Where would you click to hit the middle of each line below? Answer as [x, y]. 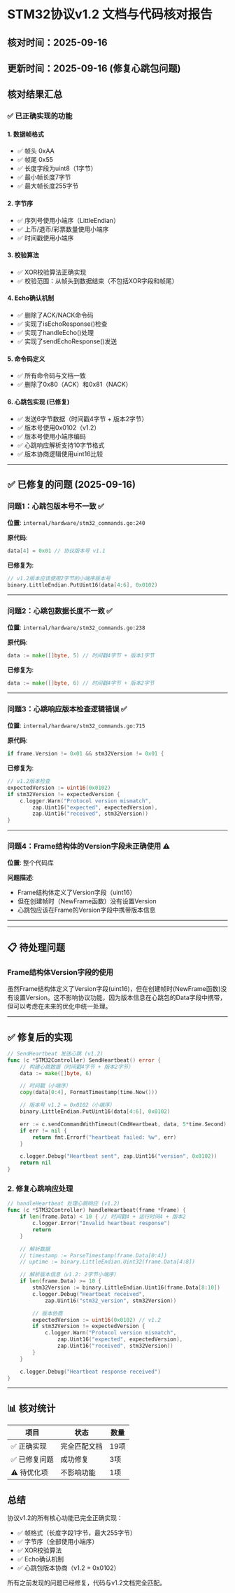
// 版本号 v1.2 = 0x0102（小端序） [67, 1105]
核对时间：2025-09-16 [57, 42]
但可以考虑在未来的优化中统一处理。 [59, 1006]
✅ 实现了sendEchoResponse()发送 [67, 341]
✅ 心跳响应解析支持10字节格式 [61, 445]
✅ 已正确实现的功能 [40, 116]
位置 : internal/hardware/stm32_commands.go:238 [76, 627]
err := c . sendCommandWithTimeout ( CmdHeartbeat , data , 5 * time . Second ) [123, 1124]
